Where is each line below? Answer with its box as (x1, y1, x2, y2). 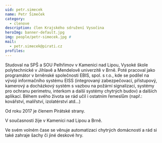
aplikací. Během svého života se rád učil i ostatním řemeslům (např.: (5, 93, 142, 99)
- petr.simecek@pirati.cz (9, 44, 63, 49)
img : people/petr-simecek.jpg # (5, 35, 71, 40)
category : (5, 16, 26, 21)
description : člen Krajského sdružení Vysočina (5, 26, 105, 30)
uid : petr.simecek (5, 7, 43, 12)
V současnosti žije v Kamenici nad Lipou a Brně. (5, 117, 103, 123)
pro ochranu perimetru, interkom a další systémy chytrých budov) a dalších (5, 88, 157, 94)
